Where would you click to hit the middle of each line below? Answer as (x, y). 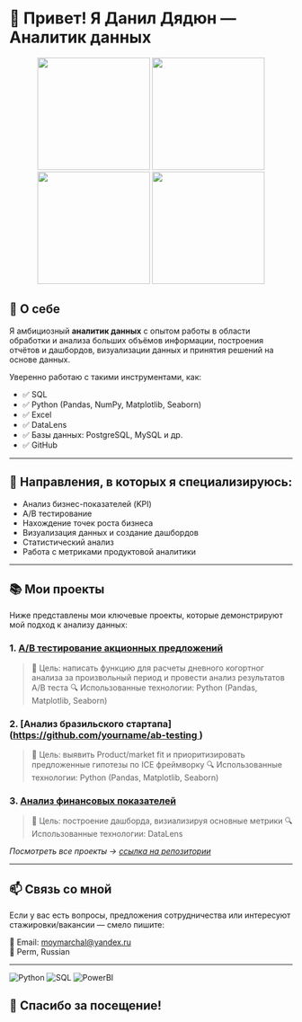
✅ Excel (37, 414)
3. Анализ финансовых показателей (93, 801)
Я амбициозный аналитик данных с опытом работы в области (130, 331)
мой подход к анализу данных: (69, 625)
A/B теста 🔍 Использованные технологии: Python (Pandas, (144, 688)
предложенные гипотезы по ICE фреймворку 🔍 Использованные (157, 764)
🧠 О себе (35, 309)
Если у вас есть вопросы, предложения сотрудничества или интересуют (150, 915)
